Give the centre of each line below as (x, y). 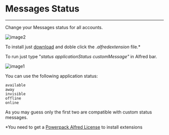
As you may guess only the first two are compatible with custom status (79, 112)
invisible (16, 94)
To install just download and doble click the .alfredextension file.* (73, 47)
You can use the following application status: (52, 76)
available (16, 85)
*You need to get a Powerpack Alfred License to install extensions (74, 127)
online (12, 103)
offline (13, 98)
